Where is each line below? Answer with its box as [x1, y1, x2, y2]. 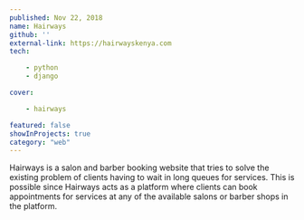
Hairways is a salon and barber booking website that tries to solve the [9, 162, 270, 173]
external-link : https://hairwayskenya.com [9, 38, 172, 48]
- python [25, 63, 59, 72]
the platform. [9, 201, 57, 212]
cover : [9, 88, 34, 97]
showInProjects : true [9, 129, 91, 139]
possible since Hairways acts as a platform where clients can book [9, 182, 258, 193]
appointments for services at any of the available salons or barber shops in [9, 191, 289, 202]
